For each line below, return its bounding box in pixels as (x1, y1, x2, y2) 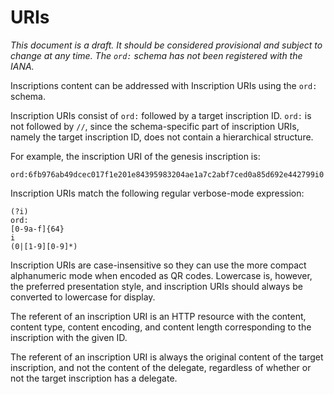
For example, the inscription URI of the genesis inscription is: (10, 150, 261, 162)
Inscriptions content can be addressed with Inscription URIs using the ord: (10, 79, 318, 91)
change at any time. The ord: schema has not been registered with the (10, 49, 303, 61)
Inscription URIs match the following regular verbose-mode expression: (10, 187, 305, 199)
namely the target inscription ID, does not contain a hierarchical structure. (10, 131, 314, 143)
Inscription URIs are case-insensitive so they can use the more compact (10, 259, 307, 271)
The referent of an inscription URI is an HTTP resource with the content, (10, 310, 307, 322)
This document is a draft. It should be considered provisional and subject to (10, 39, 323, 51)
